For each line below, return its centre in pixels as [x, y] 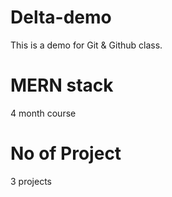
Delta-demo [61, 17]
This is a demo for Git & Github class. [86, 45]
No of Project [66, 153]
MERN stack [62, 85]
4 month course [43, 113]
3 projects [31, 181]
